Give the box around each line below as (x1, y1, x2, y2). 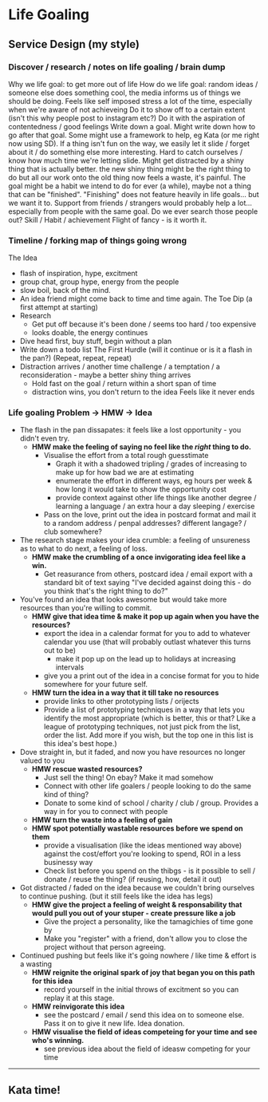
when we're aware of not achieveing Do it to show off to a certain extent (8, 105, 246, 114)
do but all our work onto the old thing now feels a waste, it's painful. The (8, 172, 246, 182)
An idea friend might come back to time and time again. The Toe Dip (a (19, 294, 253, 304)
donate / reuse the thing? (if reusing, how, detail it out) (43, 875, 222, 884)
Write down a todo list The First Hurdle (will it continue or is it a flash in (19, 345, 253, 354)
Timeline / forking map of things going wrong (8, 235, 187, 246)
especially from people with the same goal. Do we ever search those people (8, 206, 258, 216)
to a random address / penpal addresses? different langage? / (43, 519, 247, 528)
